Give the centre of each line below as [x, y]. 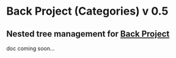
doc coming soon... [31, 48]
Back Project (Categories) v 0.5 [87, 11]
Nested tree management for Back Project [88, 34]
